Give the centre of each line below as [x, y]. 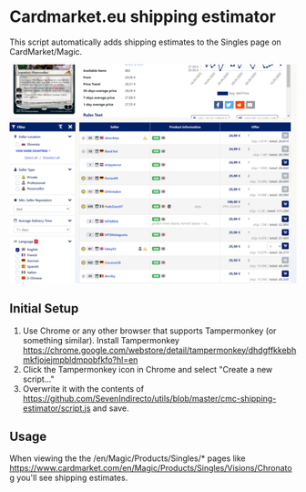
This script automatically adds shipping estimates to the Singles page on [146, 42]
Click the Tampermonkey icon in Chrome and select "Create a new [148, 369]
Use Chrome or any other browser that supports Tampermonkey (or [149, 331]
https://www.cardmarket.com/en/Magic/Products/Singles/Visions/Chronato [151, 468]
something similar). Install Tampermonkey [101, 340]
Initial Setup [44, 308]
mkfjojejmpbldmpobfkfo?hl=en [80, 359]
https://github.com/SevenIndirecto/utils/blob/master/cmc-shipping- [149, 398]
